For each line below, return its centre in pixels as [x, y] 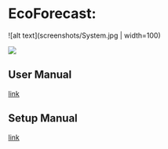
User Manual [40, 75]
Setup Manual [43, 118]
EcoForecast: [52, 14]
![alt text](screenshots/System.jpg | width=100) [84, 35]
